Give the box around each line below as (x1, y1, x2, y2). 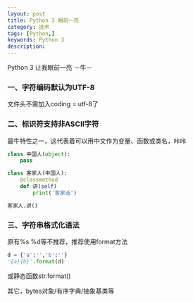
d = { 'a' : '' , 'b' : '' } (7, 251, 68, 259)
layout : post (7, 10, 46, 18)
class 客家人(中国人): (7, 170, 68, 177)
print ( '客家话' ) (32, 189, 77, 196)
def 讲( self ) (20, 183, 58, 190)
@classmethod (20, 177, 58, 184)
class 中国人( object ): (7, 151, 71, 158)
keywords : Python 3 (7, 37, 65, 44)
